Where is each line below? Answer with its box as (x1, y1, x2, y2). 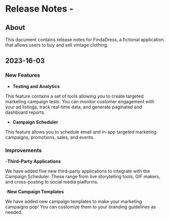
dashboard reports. (5, 109, 46, 115)
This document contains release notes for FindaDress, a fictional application (5, 36, 164, 42)
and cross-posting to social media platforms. (5, 179, 99, 185)
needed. (5, 209, 23, 215)
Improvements (5, 147, 42, 154)
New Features (5, 72, 40, 79)
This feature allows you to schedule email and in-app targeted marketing (5, 128, 157, 135)
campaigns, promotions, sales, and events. (5, 134, 95, 140)
